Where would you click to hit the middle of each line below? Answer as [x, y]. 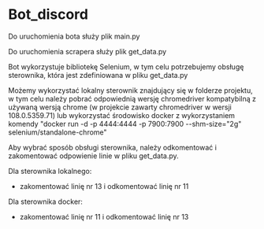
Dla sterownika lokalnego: [50, 171]
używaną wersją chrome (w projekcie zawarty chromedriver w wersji [120, 107]
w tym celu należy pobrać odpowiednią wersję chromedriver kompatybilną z [132, 98]
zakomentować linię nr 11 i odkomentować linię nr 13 [104, 216]
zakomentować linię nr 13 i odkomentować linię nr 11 [104, 186]
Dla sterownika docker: [45, 201]
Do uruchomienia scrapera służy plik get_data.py [87, 51]
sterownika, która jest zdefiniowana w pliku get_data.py [98, 75]
